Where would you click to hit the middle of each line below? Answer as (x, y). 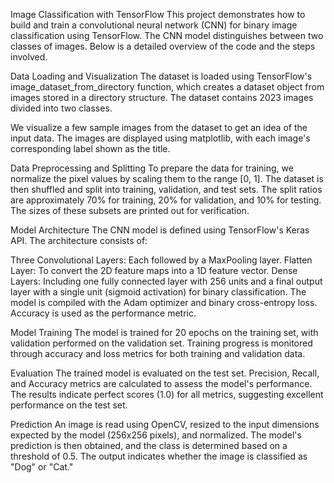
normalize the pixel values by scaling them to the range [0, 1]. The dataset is (167, 178)
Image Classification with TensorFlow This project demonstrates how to (158, 14)
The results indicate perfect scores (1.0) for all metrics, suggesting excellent (167, 394)
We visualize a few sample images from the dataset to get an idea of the (159, 127)
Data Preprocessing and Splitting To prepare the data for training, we (152, 168)
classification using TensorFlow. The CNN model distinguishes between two (167, 35)
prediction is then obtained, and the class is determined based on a (149, 445)
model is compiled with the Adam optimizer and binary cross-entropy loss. (164, 302)
